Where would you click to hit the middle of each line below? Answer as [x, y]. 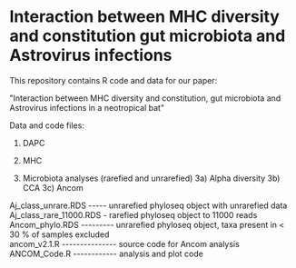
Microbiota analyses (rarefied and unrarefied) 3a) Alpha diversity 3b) [151, 178]
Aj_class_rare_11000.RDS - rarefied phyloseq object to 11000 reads [133, 214]
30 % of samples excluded [59, 234]
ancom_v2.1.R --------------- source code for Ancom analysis [125, 243]
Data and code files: [47, 125]
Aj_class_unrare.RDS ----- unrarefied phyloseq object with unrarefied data [148, 205]
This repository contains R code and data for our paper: [113, 80]
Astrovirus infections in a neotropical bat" [87, 107]
